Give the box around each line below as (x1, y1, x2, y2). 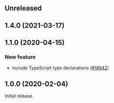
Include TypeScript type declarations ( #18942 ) (12, 65, 109, 71)
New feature (5, 54, 36, 61)
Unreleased (5, 4, 42, 13)
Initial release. (5, 93, 34, 99)
